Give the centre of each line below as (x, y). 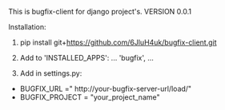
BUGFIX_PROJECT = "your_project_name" (90, 97)
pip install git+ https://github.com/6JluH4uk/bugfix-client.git (119, 42)
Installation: (27, 27)
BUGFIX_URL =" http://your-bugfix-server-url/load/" (106, 88)
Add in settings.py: (51, 73)
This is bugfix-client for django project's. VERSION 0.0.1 (100, 12)
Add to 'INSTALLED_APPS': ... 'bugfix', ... (87, 58)
